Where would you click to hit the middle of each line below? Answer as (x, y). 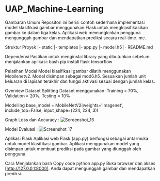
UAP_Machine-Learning (55, 9)
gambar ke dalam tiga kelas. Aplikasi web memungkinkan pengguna (73, 32)
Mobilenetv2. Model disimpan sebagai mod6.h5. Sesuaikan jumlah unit (76, 76)
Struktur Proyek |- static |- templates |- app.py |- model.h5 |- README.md (79, 47)
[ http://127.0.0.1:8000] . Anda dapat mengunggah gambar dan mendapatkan (80, 168)
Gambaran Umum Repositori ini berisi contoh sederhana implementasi (75, 22)
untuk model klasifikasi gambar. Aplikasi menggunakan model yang (72, 143)
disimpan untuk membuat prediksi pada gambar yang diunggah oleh (73, 149)
